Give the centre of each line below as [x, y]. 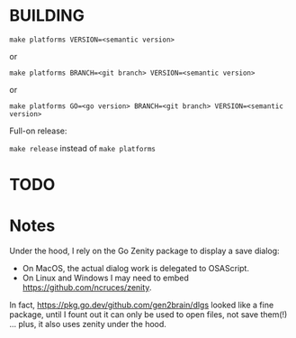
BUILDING [47, 16]
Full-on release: [38, 131]
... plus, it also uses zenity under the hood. [88, 324]
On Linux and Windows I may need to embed [105, 278]
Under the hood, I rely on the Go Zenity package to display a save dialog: [145, 251]
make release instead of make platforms [82, 148]
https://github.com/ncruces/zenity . [87, 288]
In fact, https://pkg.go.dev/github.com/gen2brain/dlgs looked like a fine [142, 305]
